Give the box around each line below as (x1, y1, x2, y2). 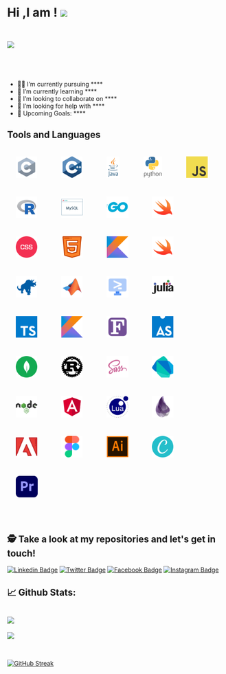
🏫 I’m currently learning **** (16, 87, 98, 96)
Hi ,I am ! (7, 5, 58, 21)
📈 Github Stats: (7, 586, 76, 598)
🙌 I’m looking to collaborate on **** (16, 94, 117, 102)
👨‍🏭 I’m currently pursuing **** (16, 80, 103, 88)
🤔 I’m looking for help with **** (16, 102, 105, 110)
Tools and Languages (7, 129, 101, 141)
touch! (7, 548, 36, 559)
